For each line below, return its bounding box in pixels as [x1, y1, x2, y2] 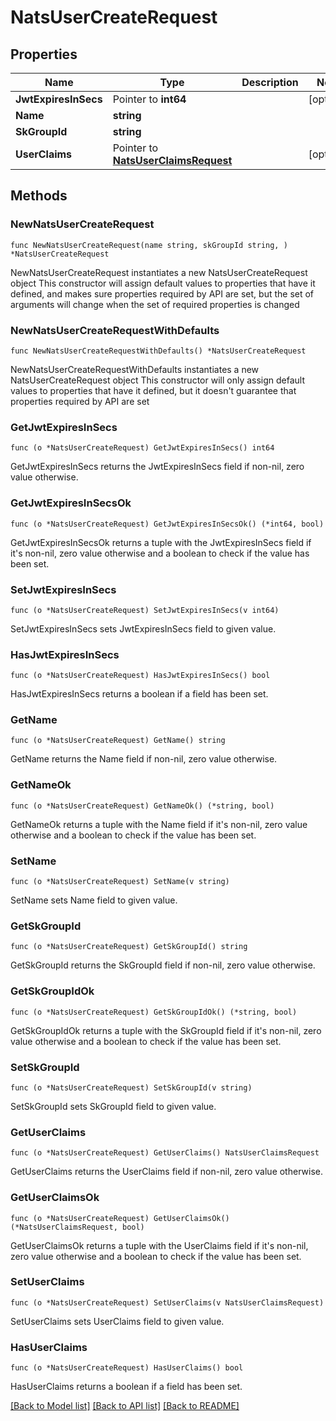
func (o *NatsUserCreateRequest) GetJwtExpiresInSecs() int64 [10, 443, 275, 453]
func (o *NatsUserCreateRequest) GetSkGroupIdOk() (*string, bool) [10, 1007, 298, 1017]
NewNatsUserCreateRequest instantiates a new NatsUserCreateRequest [10, 266, 308, 278]
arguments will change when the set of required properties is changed [10, 298, 300, 310]
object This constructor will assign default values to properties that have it [10, 277, 316, 289]
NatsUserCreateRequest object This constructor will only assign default [10, 374, 306, 386]
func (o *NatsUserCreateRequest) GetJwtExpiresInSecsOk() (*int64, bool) [10, 519, 325, 529]
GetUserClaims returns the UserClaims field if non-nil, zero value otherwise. [10, 1166, 323, 1178]
